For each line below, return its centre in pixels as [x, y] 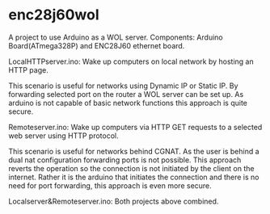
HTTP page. [28, 69]
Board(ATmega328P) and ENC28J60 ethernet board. [97, 45]
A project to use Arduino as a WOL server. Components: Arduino [116, 37]
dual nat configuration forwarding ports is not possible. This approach [125, 160]
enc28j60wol [54, 15]
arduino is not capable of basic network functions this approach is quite [128, 103]
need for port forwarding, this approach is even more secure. [110, 185]
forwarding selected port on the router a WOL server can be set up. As [126, 94]
